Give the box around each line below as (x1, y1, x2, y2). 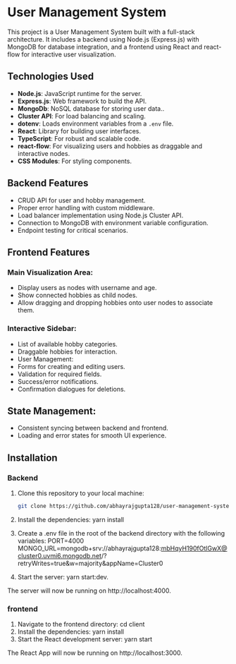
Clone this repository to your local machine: (17, 489, 144, 497)
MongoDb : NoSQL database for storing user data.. (17, 104, 165, 113)
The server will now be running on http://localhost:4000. (7, 586, 171, 595)
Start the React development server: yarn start (17, 635, 153, 644)
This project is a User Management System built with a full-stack (7, 28, 195, 36)
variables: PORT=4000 (17, 536, 85, 545)
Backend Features (7, 177, 89, 189)
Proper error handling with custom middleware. (17, 203, 155, 212)
